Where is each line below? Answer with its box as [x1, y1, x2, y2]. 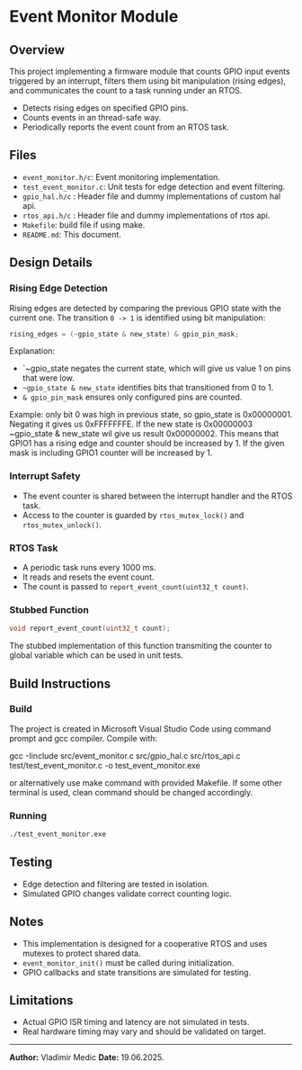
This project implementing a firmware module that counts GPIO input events [9, 66, 290, 76]
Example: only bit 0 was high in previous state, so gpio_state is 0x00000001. [9, 409, 293, 420]
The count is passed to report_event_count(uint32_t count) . [22, 580, 249, 591]
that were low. [22, 373, 75, 383]
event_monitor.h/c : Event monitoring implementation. [22, 171, 220, 182]
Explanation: [9, 346, 56, 356]
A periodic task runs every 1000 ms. [22, 562, 156, 572]
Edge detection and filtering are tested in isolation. [22, 878, 209, 889]
